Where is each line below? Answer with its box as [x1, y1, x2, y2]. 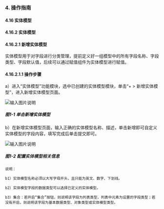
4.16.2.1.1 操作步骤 [5, 71, 41, 77]
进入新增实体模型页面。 [15, 89, 63, 95]
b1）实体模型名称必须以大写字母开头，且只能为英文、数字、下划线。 [5, 176, 122, 181]
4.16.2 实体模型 [5, 29, 36, 35]
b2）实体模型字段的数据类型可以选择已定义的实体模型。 [5, 186, 101, 190]
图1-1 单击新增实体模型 [5, 112, 50, 117]
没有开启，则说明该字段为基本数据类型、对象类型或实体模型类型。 [5, 200, 118, 205]
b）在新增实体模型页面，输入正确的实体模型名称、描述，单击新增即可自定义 [5, 125, 158, 131]
